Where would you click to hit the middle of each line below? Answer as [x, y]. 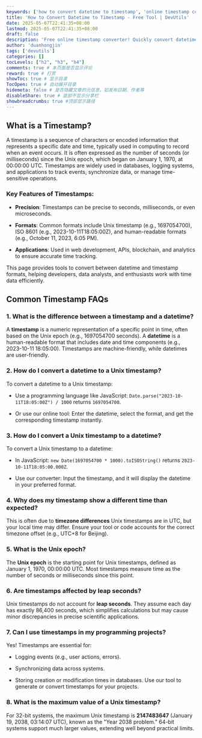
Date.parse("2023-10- [156, 396]
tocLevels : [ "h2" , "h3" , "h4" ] [45, 62]
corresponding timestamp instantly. [59, 420]
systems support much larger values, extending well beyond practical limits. [100, 728]
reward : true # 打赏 [31, 73]
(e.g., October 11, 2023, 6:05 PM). [57, 238]
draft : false [23, 34]
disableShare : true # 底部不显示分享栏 [53, 96]
